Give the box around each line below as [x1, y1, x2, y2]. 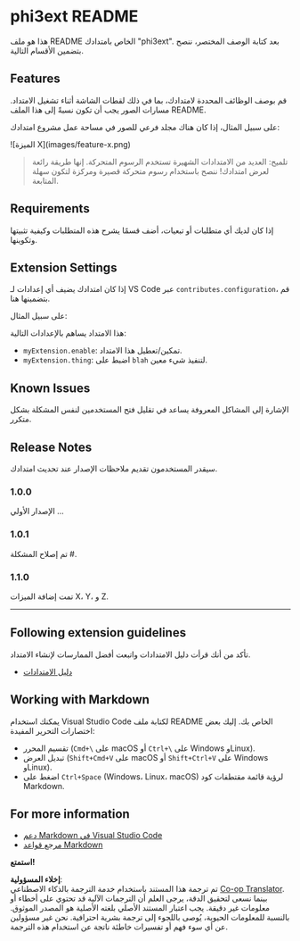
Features [10, 71, 61, 87]
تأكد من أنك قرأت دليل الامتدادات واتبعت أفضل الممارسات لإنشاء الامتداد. [10, 649, 251, 660]
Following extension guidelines [10, 625, 186, 640]
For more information [10, 806, 130, 821]
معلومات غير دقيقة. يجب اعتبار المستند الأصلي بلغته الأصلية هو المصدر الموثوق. [10, 903, 271, 913]
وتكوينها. [10, 234, 38, 245]
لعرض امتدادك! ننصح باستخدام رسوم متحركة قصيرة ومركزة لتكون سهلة [31, 165, 270, 176]
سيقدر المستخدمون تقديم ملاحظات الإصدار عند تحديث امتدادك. [10, 463, 218, 474]
